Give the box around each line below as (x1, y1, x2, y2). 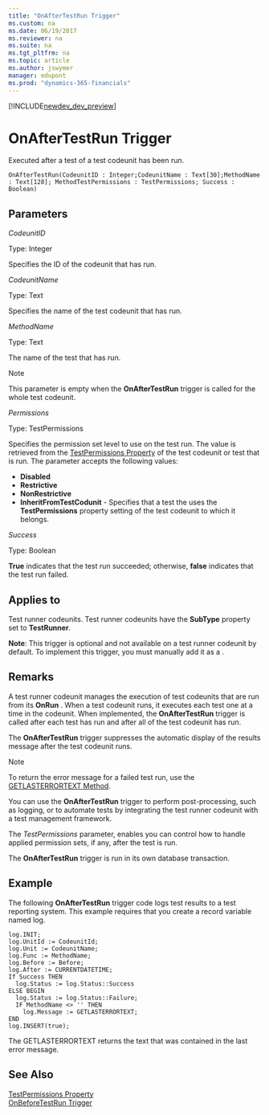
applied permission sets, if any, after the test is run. (8, 837, 178, 847)
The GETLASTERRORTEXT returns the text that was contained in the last (8, 1035, 248, 1045)
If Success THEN (8, 973, 63, 981)
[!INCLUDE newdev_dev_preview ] (8, 101, 116, 111)
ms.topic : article (8, 57, 70, 65)
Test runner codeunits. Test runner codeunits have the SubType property (8, 615, 251, 624)
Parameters (8, 206, 68, 221)
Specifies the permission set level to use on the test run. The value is (8, 439, 237, 449)
